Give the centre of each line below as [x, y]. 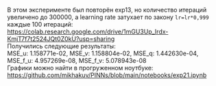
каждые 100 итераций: [40, 24]
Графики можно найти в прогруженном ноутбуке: [80, 68]
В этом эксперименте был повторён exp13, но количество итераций [107, 10]
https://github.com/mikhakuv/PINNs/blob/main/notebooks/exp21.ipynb [107, 75]
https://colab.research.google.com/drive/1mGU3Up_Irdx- [88, 31]
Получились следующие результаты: [61, 46]
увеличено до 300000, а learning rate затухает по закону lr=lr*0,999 [108, 17]
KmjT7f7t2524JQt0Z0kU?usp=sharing [61, 39]
